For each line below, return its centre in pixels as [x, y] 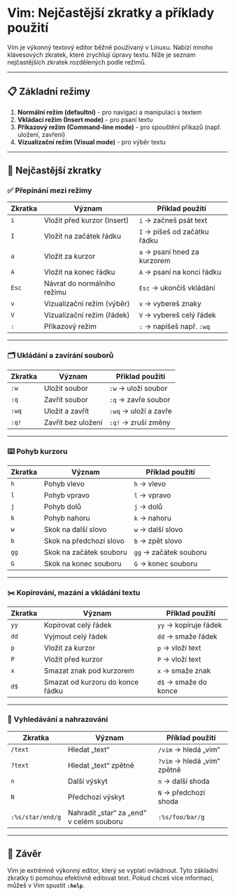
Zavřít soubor [66, 399]
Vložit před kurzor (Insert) [86, 220]
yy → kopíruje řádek [190, 625]
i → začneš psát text [173, 220]
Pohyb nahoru [67, 519]
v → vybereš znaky [170, 304]
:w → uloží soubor [138, 388]
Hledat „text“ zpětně [101, 765]
